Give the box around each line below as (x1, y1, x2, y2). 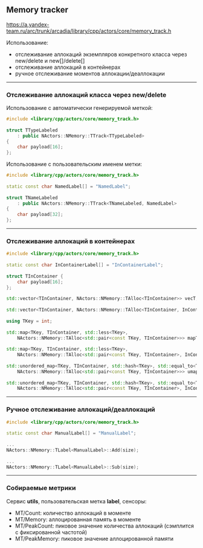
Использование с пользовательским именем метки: (6, 161, 143, 168)
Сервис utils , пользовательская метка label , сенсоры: (6, 497, 147, 505)
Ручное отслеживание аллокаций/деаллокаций (6, 406, 155, 414)
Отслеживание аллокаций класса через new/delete (6, 91, 167, 99)
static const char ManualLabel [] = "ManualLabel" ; (6, 430, 137, 436)
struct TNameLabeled (6, 194, 59, 201)
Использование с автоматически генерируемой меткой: (6, 104, 153, 112)
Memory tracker (6, 5, 68, 15)
